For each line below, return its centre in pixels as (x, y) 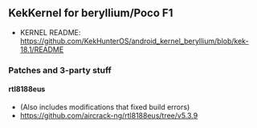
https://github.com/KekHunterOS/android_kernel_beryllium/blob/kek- (134, 41)
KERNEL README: (50, 32)
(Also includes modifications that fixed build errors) (105, 106)
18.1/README (42, 49)
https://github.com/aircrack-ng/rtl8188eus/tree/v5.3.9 (109, 115)
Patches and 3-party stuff (60, 70)
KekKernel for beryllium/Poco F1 (91, 13)
